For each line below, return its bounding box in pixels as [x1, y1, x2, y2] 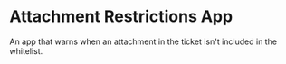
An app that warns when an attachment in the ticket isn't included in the [9, 36, 278, 47]
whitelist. [9, 45, 43, 56]
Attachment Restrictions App [9, 6, 234, 27]
